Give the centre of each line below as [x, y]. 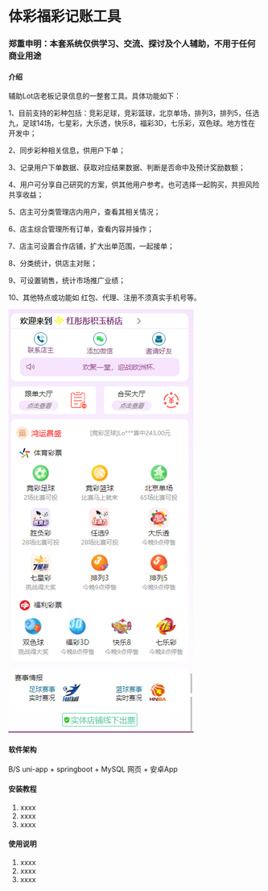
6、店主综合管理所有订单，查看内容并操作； [81, 229]
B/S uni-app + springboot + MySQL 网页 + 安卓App [93, 769]
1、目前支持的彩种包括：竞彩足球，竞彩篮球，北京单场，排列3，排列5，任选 [134, 113]
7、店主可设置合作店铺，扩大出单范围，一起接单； [91, 246]
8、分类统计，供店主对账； [53, 264]
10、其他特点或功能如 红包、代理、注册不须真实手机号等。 [105, 298]
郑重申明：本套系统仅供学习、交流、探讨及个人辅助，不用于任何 [132, 44]
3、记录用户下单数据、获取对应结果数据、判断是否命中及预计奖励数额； [127, 168]
